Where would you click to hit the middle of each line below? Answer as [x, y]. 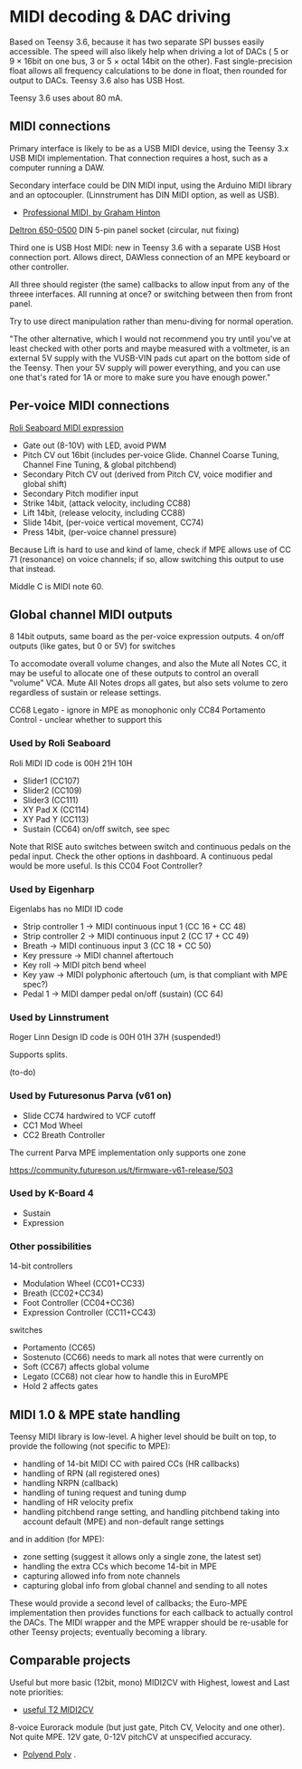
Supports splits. [38, 1055]
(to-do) [23, 1073]
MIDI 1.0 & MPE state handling [95, 1415]
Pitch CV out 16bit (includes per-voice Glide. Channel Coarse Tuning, [151, 454]
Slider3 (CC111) [50, 800]
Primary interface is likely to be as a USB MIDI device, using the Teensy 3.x [149, 148]
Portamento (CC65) [59, 1347]
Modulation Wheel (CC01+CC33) [84, 1284]
